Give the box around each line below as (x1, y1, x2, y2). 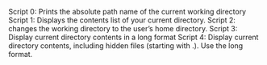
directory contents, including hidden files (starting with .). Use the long (8, 41, 244, 51)
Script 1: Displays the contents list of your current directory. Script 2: (8, 15, 236, 25)
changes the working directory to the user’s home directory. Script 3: (8, 24, 238, 33)
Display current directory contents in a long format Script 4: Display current (8, 32, 259, 42)
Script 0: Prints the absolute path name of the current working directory (8, 7, 247, 16)
